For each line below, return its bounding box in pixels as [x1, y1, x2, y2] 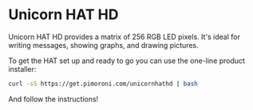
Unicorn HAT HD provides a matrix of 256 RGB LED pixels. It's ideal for [8, 32, 241, 41]
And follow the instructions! [8, 94, 99, 104]
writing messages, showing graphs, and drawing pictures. [8, 40, 200, 49]
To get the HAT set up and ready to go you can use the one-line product [8, 56, 246, 65]
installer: [8, 64, 37, 73]
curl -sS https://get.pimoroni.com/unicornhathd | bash [8, 80, 198, 88]
